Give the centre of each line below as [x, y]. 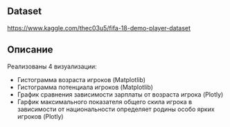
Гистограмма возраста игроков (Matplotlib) [81, 79]
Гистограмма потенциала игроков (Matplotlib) [85, 87]
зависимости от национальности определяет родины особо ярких [116, 109]
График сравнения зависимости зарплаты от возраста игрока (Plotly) [120, 94]
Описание [30, 50]
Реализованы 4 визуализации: [52, 66]
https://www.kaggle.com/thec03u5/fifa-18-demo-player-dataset [99, 28]
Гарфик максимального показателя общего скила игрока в [105, 101]
